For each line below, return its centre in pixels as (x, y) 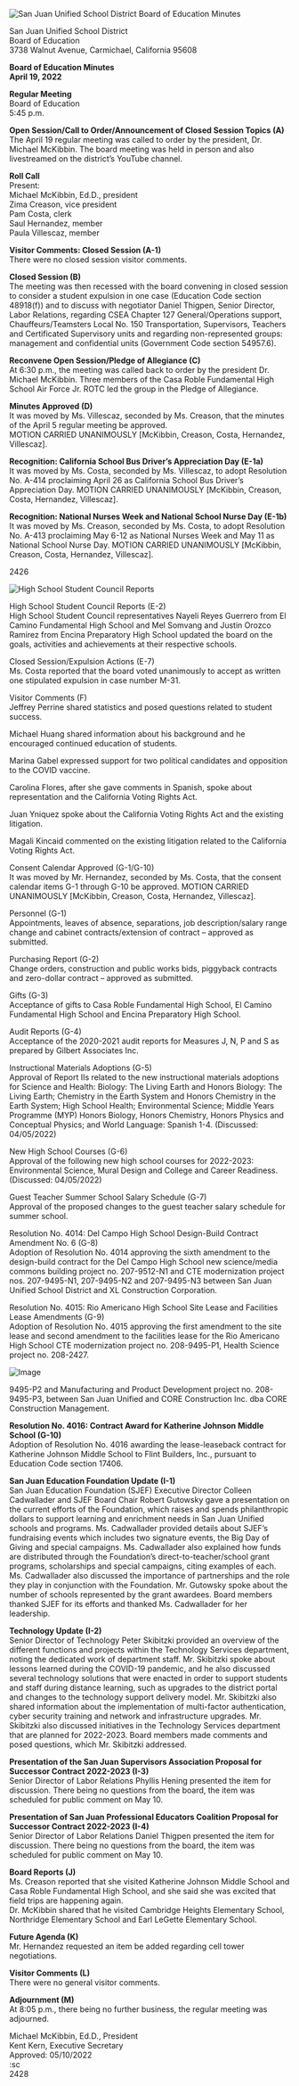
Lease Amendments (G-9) (57, 1317)
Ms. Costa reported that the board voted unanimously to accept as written (145, 671)
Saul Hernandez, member (56, 223)
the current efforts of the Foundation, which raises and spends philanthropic (149, 1509)
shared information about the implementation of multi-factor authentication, (148, 1707)
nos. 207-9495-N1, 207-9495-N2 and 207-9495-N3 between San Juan (141, 1281)
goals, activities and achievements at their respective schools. (123, 644)
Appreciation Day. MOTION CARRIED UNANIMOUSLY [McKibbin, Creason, (145, 490)
